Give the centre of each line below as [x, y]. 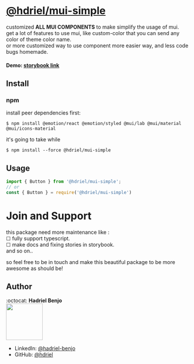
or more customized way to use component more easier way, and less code [97, 46]
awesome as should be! [34, 268]
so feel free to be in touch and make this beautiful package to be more [91, 262]
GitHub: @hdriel [34, 355]
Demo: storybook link [33, 65]
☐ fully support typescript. [38, 238]
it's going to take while [33, 140]
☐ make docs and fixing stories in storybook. [60, 244]
